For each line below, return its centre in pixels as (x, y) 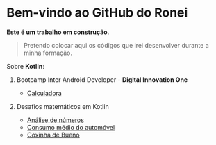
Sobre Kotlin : (25, 66)
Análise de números (56, 120)
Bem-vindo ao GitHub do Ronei (97, 13)
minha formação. (48, 53)
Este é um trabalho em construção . (58, 32)
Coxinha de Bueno (53, 135)
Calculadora (44, 93)
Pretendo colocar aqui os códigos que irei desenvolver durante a (116, 45)
